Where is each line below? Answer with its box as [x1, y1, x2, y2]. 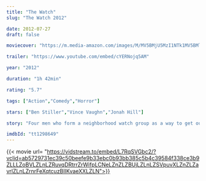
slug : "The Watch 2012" [6, 15, 67, 21]
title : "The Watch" [6, 9, 56, 15]
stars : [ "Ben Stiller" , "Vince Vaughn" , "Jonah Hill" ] [6, 109, 144, 115]
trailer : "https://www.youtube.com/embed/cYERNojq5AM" [6, 53, 150, 60]
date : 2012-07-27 [6, 26, 51, 32]
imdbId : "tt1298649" [6, 131, 59, 137]
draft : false [6, 31, 40, 37]
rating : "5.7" [6, 87, 43, 93]
